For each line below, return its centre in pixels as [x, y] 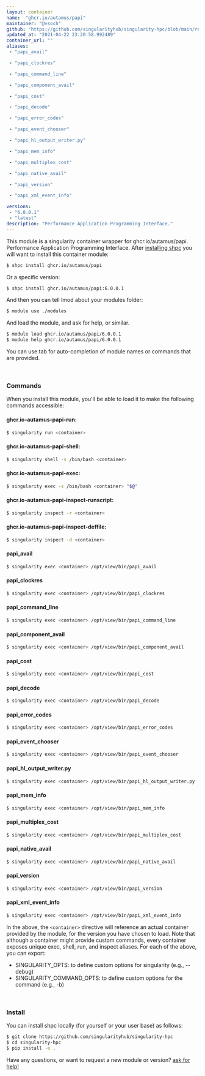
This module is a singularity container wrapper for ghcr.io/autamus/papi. [97, 241]
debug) [24, 971]
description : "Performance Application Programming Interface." [90, 224]
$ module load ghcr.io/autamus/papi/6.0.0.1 [64, 334]
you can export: [26, 953]
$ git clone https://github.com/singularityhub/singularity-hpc [90, 1037]
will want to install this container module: [57, 254]
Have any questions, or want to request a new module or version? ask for [98, 1059]
